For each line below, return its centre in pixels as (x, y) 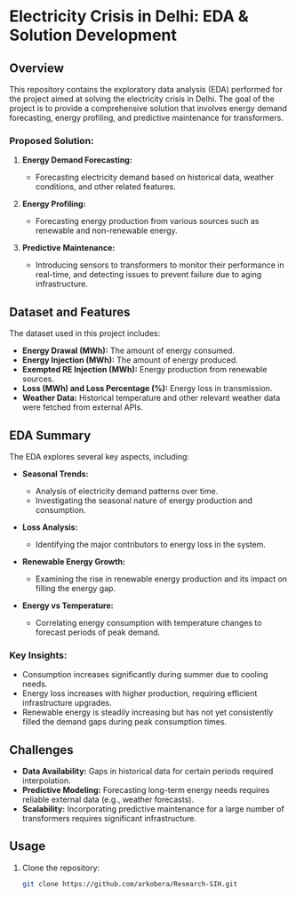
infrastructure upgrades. (67, 703)
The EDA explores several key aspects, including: (99, 456)
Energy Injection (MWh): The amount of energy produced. (130, 360)
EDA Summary (50, 435)
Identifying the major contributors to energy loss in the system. (151, 544)
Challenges (41, 750)
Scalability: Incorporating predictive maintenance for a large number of (153, 809)
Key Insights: (38, 655)
